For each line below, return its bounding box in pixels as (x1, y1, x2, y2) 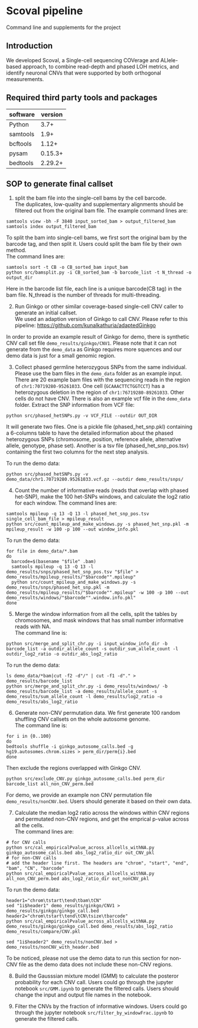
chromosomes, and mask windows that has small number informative (14, 617, 184, 624)
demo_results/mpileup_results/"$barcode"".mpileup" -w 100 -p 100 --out (6, 590, 189, 596)
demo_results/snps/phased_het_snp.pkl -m (6, 584, 110, 590)
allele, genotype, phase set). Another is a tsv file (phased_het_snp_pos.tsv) (6, 442, 189, 449)
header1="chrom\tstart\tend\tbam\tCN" (6, 898, 102, 904)
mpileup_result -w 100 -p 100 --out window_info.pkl (6, 526, 139, 532)
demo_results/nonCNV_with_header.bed (6, 945, 99, 950)
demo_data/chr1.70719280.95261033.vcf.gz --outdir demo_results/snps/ (6, 477, 184, 483)
